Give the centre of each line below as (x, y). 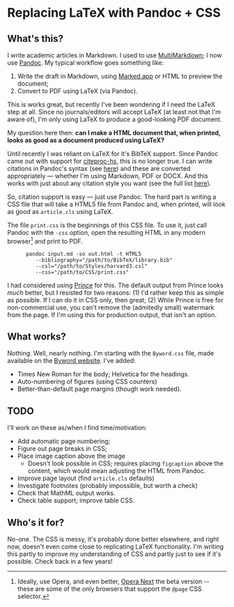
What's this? (36, 39)
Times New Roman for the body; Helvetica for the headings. (103, 374)
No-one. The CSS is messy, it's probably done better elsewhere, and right (113, 539)
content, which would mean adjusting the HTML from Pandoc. (117, 471)
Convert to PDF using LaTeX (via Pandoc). (77, 91)
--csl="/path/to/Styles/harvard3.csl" (92, 266)
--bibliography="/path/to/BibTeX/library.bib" (104, 260)
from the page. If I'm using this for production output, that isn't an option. (112, 314)
